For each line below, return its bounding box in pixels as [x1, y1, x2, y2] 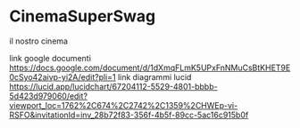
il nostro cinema [9, 36, 69, 46]
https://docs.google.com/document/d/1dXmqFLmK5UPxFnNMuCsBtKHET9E [9, 62, 291, 73]
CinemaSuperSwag [9, 6, 156, 27]
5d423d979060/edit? [9, 91, 87, 101]
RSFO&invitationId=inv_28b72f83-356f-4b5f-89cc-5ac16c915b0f [9, 109, 249, 120]
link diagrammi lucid [117, 71, 192, 82]
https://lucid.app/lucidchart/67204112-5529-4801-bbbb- [9, 81, 218, 92]
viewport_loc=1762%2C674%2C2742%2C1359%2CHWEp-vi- [9, 100, 238, 110]
